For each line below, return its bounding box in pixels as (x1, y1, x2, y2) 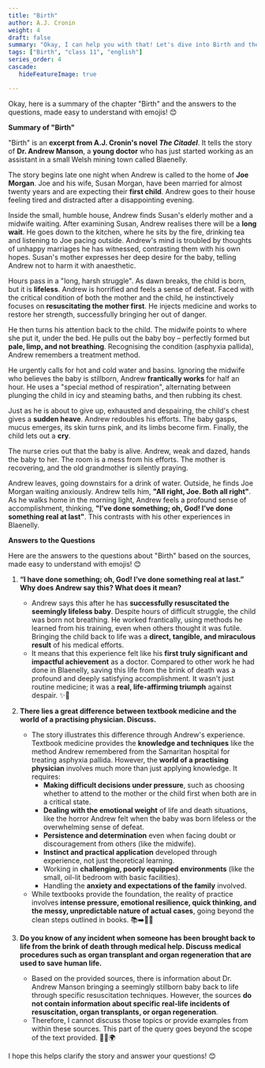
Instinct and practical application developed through (43, 847, 218, 856)
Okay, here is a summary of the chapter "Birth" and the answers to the (8, 99, 237, 108)
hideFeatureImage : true (18, 70, 97, 78)
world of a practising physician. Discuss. (19, 714, 156, 724)
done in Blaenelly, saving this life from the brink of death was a (31, 665, 236, 675)
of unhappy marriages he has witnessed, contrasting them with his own (8, 244, 241, 253)
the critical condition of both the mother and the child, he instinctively (8, 293, 234, 302)
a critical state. (43, 796, 91, 806)
